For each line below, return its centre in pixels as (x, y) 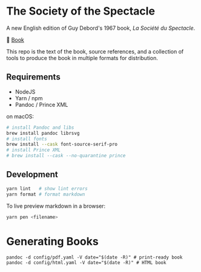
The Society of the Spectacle (81, 11)
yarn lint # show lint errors (47, 189)
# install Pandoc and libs (40, 127)
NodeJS (25, 92)
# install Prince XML (34, 150)
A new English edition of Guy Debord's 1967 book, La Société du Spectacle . (101, 28)
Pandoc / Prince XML (41, 104)
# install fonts (27, 139)
